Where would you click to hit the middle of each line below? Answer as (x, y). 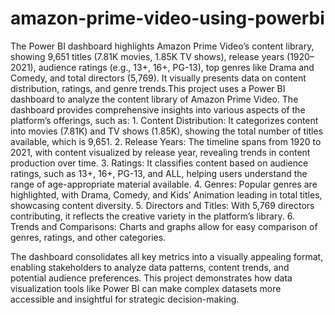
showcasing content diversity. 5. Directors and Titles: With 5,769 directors (162, 205)
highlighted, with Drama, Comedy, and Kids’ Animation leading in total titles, (166, 194)
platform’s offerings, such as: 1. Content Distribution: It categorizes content (164, 120)
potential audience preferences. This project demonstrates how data (151, 278)
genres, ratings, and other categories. (88, 237)
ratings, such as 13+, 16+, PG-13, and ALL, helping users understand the (159, 173)
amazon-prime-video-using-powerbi (167, 18)
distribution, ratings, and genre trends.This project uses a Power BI (148, 88)
